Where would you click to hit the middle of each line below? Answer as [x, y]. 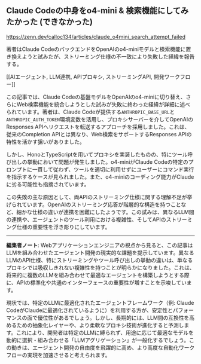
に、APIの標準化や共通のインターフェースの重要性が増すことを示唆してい [96, 282]
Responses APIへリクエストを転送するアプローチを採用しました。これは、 [98, 127]
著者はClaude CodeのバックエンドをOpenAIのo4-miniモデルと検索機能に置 [99, 49]
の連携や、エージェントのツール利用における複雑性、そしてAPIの [86, 219]
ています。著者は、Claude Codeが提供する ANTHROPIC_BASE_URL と [96, 112]
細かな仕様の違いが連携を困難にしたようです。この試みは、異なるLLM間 [105, 212]
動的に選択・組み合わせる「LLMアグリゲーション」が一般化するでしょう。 [98, 340]
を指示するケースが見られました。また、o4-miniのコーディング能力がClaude [100, 177]
